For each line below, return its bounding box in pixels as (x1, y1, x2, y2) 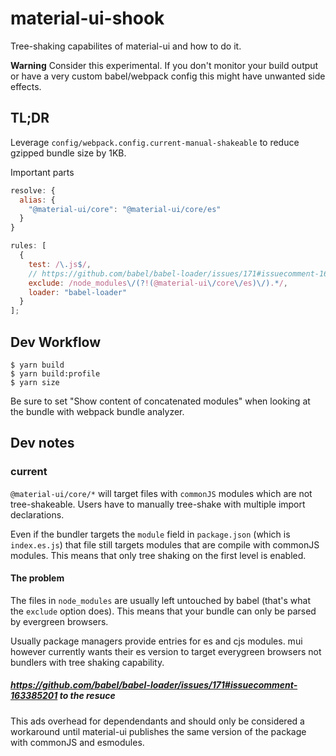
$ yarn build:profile (10, 368, 101, 379)
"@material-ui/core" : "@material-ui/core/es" (28, 204, 222, 214)
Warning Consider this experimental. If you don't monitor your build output (10, 59, 319, 71)
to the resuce (59, 690, 116, 702)
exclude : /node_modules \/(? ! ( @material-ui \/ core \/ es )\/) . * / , (28, 278, 289, 288)
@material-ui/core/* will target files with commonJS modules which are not (10, 487, 313, 499)
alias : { (19, 195, 56, 205)
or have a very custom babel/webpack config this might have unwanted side (10, 70, 326, 82)
